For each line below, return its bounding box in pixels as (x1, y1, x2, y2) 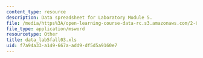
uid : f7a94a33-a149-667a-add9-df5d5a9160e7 (6, 43, 118, 49)
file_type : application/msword (6, 25, 85, 32)
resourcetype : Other (6, 31, 59, 37)
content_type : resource (6, 8, 66, 15)
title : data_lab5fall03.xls (6, 37, 77, 43)
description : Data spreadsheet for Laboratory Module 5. (6, 14, 153, 21)
